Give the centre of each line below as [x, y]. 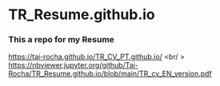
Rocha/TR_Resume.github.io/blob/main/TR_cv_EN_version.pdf [110, 74]
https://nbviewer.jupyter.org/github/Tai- [73, 65]
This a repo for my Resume [61, 40]
